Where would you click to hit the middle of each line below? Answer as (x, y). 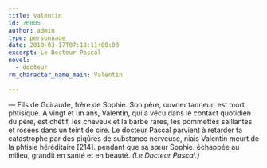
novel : (19, 61)
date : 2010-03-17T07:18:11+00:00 (64, 45)
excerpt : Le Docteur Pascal (55, 53)
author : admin (32, 30)
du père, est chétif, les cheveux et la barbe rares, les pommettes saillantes (130, 121)
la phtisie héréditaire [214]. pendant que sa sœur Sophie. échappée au (124, 147)
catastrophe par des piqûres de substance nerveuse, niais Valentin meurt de (134, 138)
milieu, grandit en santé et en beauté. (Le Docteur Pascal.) (104, 155)
